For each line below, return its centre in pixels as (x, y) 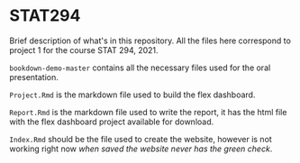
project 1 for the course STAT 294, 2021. (84, 50)
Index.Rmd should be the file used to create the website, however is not (141, 139)
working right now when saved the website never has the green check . (141, 149)
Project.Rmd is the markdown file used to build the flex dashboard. (132, 95)
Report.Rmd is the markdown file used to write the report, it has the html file (148, 112)
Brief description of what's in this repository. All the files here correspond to (150, 41)
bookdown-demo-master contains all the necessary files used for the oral (140, 68)
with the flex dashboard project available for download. (112, 122)
